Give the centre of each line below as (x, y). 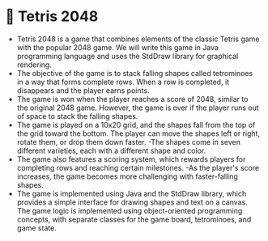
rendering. (34, 65)
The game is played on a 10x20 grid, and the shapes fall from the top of (136, 125)
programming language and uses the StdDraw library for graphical (128, 56)
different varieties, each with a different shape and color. (111, 150)
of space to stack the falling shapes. (77, 116)
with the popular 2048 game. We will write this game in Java (118, 47)
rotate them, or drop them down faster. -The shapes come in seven (129, 142)
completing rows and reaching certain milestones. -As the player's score (138, 167)
